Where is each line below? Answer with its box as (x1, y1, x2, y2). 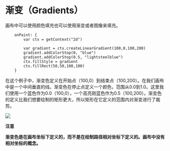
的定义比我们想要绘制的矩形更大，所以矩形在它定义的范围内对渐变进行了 (5, 96, 156, 102)
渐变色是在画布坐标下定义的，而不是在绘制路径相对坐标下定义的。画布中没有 (5, 134, 165, 140)
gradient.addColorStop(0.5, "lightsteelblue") (23, 54, 123, 60)
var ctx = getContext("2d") (23, 36, 82, 42)
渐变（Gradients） (5, 5, 83, 16)
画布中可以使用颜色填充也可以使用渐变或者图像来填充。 (5, 22, 120, 28)
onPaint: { (14, 32, 37, 37)
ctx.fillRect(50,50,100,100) (23, 63, 85, 68)
